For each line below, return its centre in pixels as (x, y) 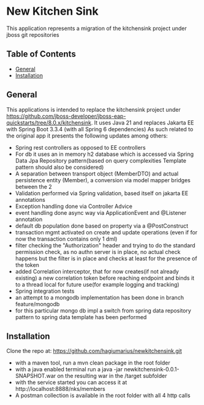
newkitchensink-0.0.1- (152, 369)
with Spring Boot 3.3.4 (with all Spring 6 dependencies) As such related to (100, 129)
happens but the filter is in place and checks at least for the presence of (106, 258)
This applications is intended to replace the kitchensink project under (93, 109)
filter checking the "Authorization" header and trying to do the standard (105, 245)
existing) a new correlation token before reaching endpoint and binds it (105, 278)
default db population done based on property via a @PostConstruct (102, 226)
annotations (30, 199)
